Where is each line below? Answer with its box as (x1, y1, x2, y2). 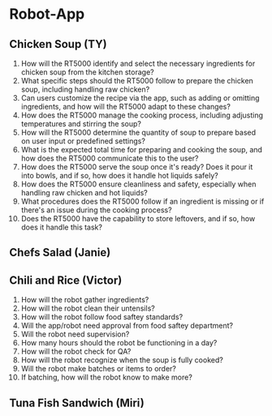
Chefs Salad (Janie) (9, 246, 111, 259)
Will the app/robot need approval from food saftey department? (20, 321, 234, 331)
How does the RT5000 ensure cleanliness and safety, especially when (20, 179, 257, 189)
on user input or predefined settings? (20, 136, 145, 146)
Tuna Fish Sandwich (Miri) (9, 396, 145, 410)
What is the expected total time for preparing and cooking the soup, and (20, 145, 263, 154)
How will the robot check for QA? (20, 346, 132, 357)
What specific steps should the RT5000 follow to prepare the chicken (20, 76, 254, 85)
